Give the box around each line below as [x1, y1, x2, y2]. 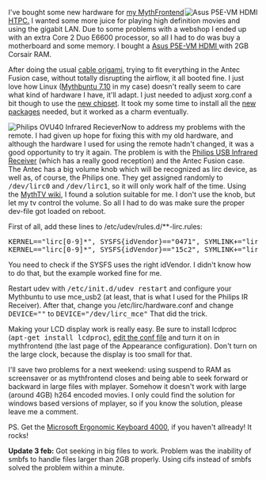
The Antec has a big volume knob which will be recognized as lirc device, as [8, 165, 257, 173]
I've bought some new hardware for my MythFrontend [8, 8, 184, 17]
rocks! [8, 431, 29, 440]
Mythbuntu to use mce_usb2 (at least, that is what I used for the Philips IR [8, 292, 249, 301]
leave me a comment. [8, 407, 79, 416]
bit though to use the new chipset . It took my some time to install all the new [8, 99, 256, 108]
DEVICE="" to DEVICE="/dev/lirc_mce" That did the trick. [8, 309, 208, 318]
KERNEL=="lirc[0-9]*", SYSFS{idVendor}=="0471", [8, 238, 200, 246]
